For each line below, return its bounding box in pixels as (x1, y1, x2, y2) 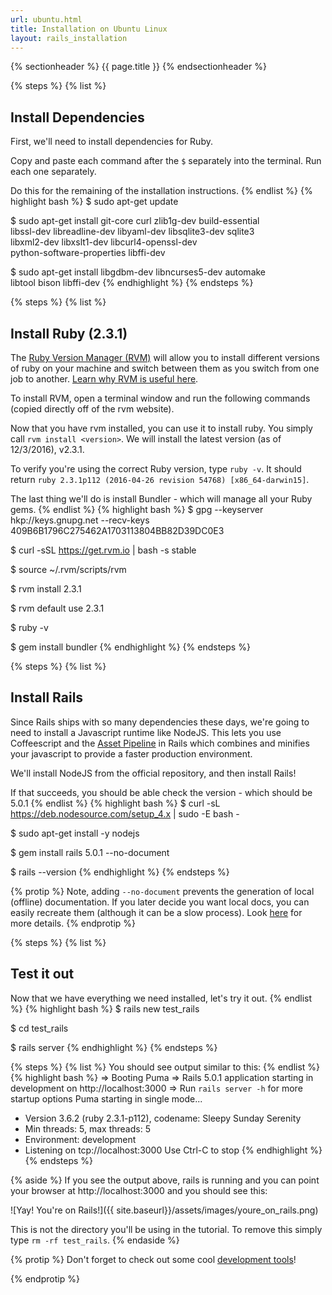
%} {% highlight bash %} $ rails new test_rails (10, 1002, 200, 1015)
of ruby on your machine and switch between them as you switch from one (10, 362, 320, 374)
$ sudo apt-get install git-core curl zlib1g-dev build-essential (10, 215, 260, 227)
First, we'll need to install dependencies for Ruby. (10, 136, 213, 148)
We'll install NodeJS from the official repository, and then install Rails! (10, 767, 297, 779)
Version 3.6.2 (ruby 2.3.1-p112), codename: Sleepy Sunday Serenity (24, 1112, 302, 1124)
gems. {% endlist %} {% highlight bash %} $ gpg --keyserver (10, 504, 264, 515)
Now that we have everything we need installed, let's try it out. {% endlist (10, 992, 313, 1004)
